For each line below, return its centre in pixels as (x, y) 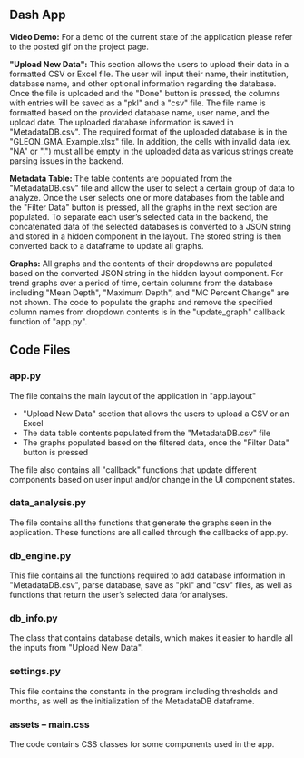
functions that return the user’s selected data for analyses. (119, 595)
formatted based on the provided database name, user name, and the (139, 112)
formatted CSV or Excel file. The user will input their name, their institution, (149, 74)
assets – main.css (49, 724)
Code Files (40, 350)
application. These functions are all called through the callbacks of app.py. (149, 532)
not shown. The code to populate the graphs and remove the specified (142, 302)
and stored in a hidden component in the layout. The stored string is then (146, 236)
